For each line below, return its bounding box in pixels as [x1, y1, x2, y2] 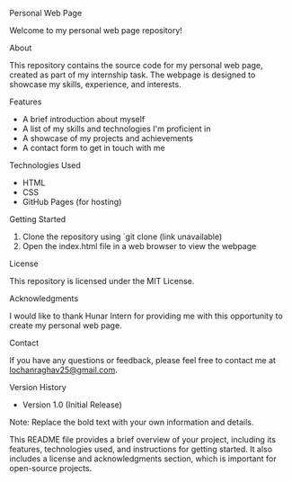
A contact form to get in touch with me [22, 143, 165, 153]
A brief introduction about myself [22, 114, 146, 124]
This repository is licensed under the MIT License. [9, 276, 195, 286]
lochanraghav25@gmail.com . [9, 364, 119, 375]
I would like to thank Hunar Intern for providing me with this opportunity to [9, 310, 283, 321]
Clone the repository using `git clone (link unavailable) [22, 231, 223, 242]
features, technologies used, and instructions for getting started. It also [9, 444, 272, 454]
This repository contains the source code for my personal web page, [9, 60, 263, 70]
